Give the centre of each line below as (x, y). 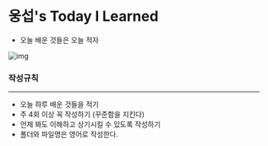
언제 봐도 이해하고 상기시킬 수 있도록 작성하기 (90, 124)
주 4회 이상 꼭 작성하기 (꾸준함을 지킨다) (82, 114)
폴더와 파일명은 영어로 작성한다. (69, 134)
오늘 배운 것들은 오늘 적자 (59, 40)
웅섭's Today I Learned (83, 16)
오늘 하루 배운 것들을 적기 (59, 105)
